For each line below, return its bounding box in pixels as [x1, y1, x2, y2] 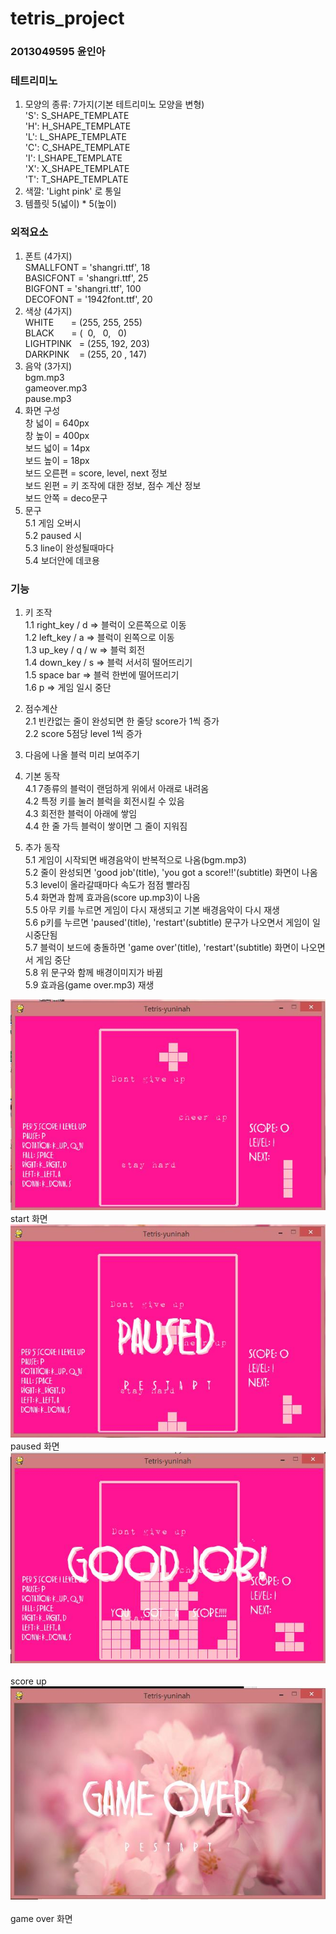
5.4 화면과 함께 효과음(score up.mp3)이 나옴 [24, 892, 201, 903]
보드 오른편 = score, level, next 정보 [24, 467, 168, 479]
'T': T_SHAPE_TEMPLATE [24, 173, 129, 186]
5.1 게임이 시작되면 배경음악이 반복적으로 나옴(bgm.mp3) [24, 854, 247, 866]
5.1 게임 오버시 [24, 517, 82, 529]
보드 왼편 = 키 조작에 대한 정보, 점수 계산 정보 [24, 479, 202, 491]
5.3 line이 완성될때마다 [24, 542, 115, 554]
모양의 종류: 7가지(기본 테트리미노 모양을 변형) [24, 98, 205, 111]
